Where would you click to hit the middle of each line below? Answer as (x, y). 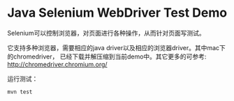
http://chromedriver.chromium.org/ (57, 64)
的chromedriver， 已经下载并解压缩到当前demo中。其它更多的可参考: (107, 56)
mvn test (20, 92)
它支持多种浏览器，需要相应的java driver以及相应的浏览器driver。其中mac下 (116, 47)
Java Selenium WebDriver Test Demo (117, 13)
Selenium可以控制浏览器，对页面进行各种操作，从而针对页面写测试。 (106, 33)
